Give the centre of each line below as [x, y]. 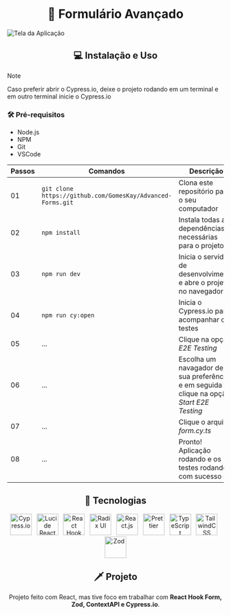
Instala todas [199, 220]
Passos [23, 171]
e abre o [192, 283]
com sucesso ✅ [204, 477]
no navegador [201, 291]
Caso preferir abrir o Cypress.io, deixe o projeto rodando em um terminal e [113, 89]
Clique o [192, 422]
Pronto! [190, 442]
